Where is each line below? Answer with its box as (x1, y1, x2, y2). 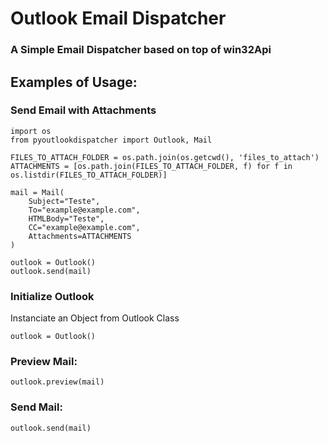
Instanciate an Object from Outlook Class (10, 312, 180, 324)
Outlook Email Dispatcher (10, 7, 227, 30)
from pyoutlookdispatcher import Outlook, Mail (10, 135, 213, 145)
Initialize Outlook (10, 289, 95, 303)
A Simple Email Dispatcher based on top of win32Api (10, 43, 272, 57)
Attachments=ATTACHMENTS (28, 231, 132, 241)
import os (10, 126, 52, 136)
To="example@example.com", (28, 205, 141, 215)
